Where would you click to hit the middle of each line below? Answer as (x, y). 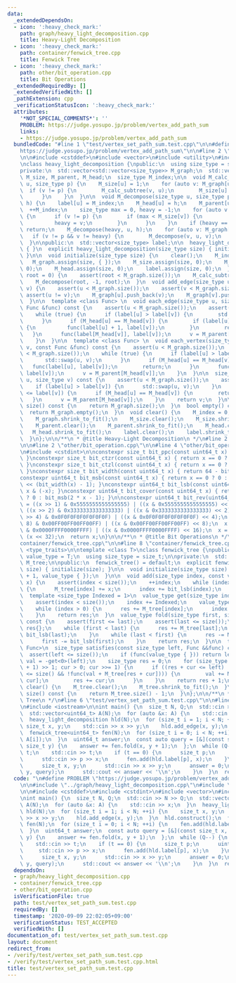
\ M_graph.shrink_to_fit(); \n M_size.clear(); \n (102, 419)
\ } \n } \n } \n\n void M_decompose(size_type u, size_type (122, 197)
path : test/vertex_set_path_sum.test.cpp (75, 903)
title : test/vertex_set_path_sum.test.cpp (70, 968)
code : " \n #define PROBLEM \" (56, 779)
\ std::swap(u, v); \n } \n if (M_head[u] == (110, 360)
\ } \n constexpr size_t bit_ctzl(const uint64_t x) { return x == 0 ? (124, 465)
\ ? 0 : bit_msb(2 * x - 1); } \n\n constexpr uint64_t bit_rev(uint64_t (127, 497)
